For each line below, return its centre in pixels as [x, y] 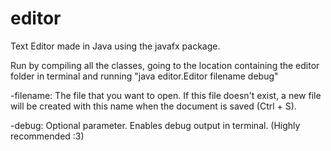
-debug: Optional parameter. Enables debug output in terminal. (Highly [155, 125]
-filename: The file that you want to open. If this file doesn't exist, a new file [166, 95]
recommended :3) [47, 136]
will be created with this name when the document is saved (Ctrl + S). [153, 106]
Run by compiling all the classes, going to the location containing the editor [165, 65]
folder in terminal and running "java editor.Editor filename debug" [144, 76]
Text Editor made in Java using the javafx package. [115, 46]
